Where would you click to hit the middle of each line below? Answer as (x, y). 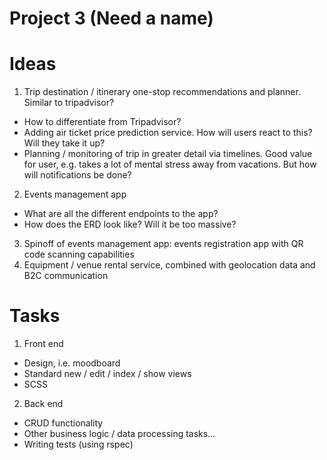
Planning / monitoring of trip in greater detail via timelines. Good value (168, 154)
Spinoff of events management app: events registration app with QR (163, 244)
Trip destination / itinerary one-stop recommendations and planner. (162, 92)
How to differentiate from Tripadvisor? (102, 122)
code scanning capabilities (79, 254)
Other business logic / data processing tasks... (119, 434)
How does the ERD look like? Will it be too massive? (130, 224)
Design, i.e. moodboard (72, 363)
